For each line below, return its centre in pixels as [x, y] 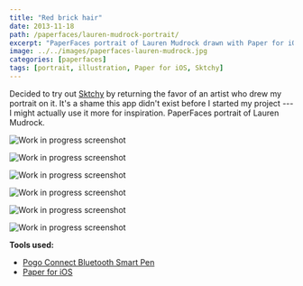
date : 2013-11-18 [42, 26]
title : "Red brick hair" [56, 18]
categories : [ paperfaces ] [58, 60]
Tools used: [32, 244]
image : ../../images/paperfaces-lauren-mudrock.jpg [108, 51]
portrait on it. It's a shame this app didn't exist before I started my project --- [151, 103]
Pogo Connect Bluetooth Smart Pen [88, 262]
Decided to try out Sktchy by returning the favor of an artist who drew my [146, 93]
